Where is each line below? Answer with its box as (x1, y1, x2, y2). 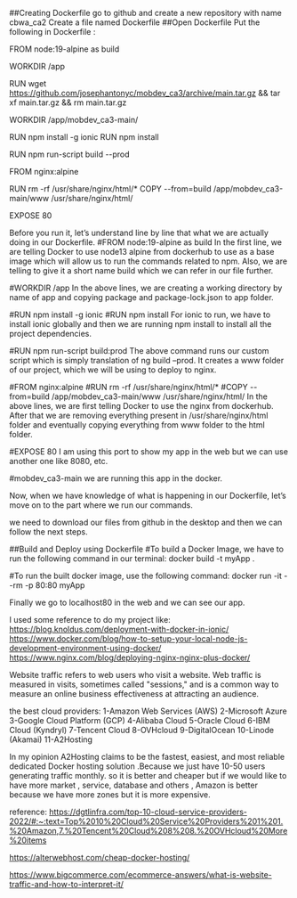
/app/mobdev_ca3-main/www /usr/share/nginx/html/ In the (52, 391, 269, 402)
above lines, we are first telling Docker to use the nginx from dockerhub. (9, 401, 274, 411)
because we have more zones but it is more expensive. (9, 789, 211, 800)
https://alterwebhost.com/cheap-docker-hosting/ (9, 853, 190, 862)
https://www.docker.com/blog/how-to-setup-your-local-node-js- (9, 633, 248, 644)
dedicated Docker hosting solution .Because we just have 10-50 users (9, 761, 266, 771)
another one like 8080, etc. (9, 456, 108, 466)
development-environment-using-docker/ (9, 643, 162, 653)
